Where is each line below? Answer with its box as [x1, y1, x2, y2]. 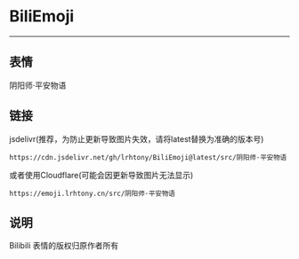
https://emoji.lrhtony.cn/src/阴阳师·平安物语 [9, 189, 175, 198]
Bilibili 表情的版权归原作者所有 [9, 240, 119, 251]
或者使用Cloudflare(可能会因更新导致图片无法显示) [9, 169, 194, 180]
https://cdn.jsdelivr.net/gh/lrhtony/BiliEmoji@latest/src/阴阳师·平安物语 [9, 153, 287, 161]
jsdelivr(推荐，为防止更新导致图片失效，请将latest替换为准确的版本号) [9, 133, 264, 144]
